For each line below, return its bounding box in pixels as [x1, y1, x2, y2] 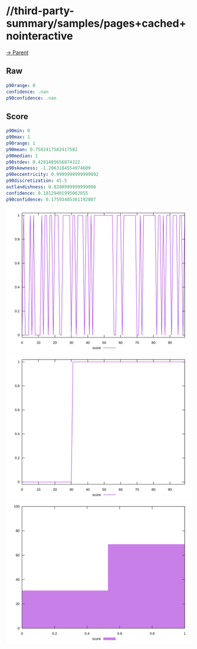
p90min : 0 [6, 128, 31, 134]
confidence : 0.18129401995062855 [6, 190, 88, 196]
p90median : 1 [6, 153, 38, 159]
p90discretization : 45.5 [6, 178, 67, 184]
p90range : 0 [6, 82, 35, 88]
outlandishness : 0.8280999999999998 [6, 184, 96, 190]
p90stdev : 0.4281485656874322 [6, 159, 81, 165]
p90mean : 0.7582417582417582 [6, 146, 78, 152]
